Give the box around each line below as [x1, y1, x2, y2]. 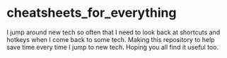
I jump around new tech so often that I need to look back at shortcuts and [6, 28, 221, 36]
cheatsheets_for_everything [6, 5, 177, 21]
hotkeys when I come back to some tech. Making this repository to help [6, 35, 215, 43]
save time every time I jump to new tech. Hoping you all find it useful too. [6, 43, 219, 51]
